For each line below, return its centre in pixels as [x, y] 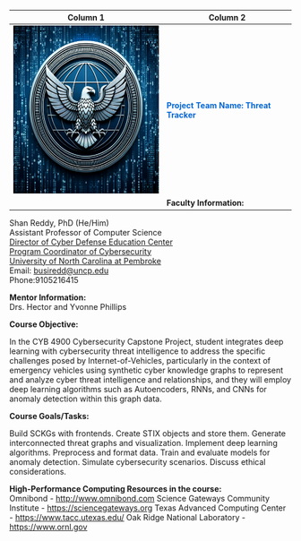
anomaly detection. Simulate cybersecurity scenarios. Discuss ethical [138, 461]
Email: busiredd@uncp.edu [59, 270]
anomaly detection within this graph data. [86, 399]
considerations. [38, 471]
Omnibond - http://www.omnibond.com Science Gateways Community [140, 498]
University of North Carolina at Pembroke [85, 261]
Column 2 [227, 17]
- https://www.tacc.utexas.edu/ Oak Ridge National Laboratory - [128, 517]
